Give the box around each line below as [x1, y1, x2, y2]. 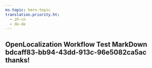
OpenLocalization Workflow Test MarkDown [5, 40, 147, 48]
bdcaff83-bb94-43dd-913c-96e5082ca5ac [5, 48, 147, 56]
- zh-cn [10, 17, 26, 22]
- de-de [10, 21, 26, 27]
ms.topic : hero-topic [5, 7, 51, 13]
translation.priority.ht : [5, 12, 60, 17]
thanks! [5, 56, 30, 64]
